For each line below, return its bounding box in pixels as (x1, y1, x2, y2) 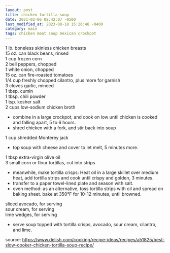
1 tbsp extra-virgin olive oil (5, 154, 61, 160)
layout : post (5, 7, 33, 13)
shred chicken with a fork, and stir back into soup (12, 125, 116, 131)
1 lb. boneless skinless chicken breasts (5, 45, 86, 51)
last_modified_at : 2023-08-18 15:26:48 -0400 (5, 21, 103, 27)
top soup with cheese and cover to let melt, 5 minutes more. (12, 144, 139, 150)
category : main (5, 26, 38, 31)
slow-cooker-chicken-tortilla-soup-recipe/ (5, 242, 94, 248)
